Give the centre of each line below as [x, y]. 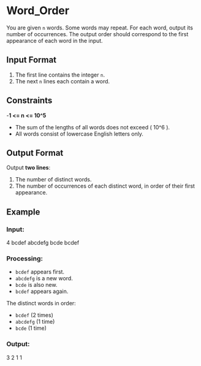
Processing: [25, 258]
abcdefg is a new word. [44, 278]
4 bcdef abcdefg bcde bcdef [43, 243]
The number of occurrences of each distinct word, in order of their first [105, 186]
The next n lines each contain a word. [63, 81]
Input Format [32, 60]
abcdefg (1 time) [35, 322]
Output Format [35, 153]
